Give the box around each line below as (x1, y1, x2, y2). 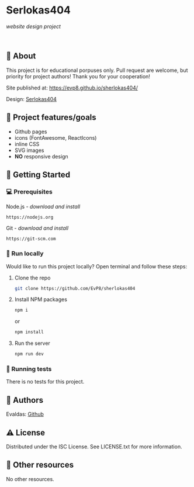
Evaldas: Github (6, 410, 44, 418)
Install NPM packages (14, 296, 67, 303)
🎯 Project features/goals (6, 112, 96, 123)
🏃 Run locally (6, 250, 44, 258)
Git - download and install (6, 224, 69, 232)
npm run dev (14, 351, 44, 357)
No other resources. (6, 475, 54, 482)
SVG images (14, 147, 45, 154)
